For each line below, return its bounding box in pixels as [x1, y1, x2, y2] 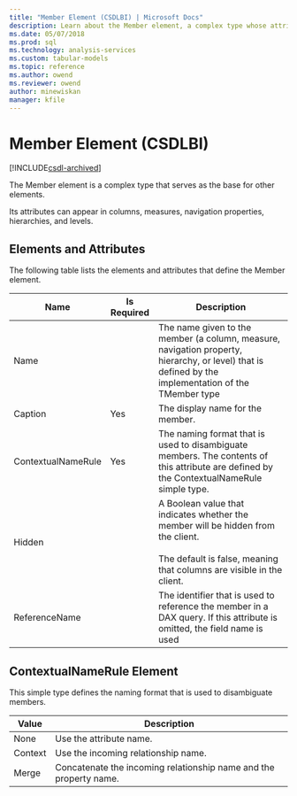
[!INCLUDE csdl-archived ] [9, 163, 102, 174]
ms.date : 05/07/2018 [9, 29, 86, 38]
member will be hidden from [157, 520, 276, 532]
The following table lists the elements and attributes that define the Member [9, 265, 286, 275]
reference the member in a [157, 600, 269, 613]
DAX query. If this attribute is [157, 612, 278, 624]
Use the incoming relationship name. [55, 746, 207, 759]
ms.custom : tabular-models [9, 54, 109, 63]
